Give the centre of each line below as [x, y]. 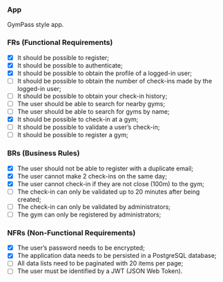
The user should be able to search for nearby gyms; [91, 103]
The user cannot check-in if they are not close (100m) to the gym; [111, 183]
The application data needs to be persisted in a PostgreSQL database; [117, 256]
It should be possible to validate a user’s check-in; [88, 127]
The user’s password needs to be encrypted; [81, 248]
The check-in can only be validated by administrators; [94, 207]
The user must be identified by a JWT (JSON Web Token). [100, 271]
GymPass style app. [36, 25]
